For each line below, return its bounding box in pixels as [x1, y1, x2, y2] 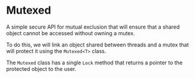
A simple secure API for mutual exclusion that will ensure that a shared [6, 23, 180, 30]
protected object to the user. [6, 65, 77, 72]
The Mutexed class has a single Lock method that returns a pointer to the [6, 59, 183, 66]
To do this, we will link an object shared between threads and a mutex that [6, 41, 190, 48]
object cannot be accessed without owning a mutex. [6, 29, 135, 36]
